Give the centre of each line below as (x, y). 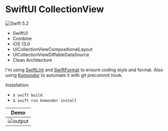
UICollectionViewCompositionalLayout (53, 49)
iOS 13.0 (21, 43)
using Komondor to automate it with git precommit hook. (64, 75)
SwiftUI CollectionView (55, 9)
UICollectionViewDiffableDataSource (51, 55)
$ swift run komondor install (45, 100)
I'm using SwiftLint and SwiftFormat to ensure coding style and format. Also (84, 70)
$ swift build (27, 95)
